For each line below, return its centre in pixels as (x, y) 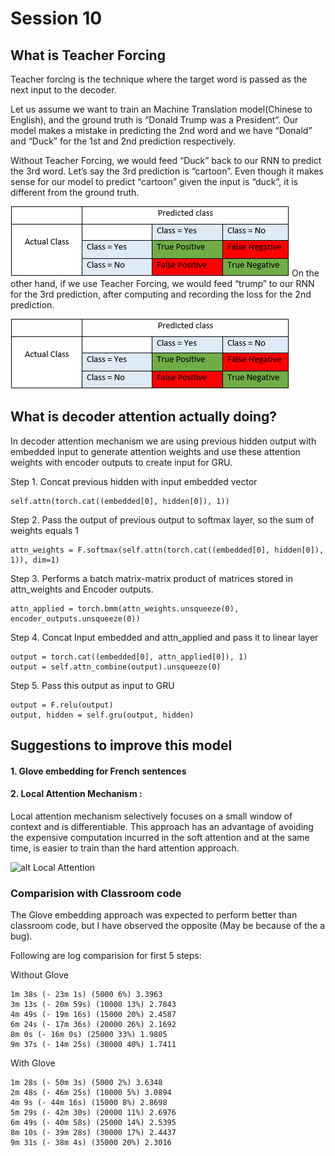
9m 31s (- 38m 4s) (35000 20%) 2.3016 (91, 1143)
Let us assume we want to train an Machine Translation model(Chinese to (161, 109)
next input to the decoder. (63, 90)
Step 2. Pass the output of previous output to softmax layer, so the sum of (162, 519)
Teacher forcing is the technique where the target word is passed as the (159, 79)
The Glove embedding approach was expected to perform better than (154, 915)
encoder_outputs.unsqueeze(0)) (75, 618)
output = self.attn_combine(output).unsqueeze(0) (116, 667)
